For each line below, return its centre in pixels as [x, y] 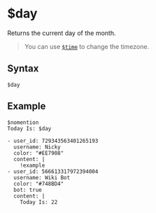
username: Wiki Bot [42, 177]
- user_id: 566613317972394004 [53, 171]
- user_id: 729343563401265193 [53, 141]
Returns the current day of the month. [62, 33]
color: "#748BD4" [39, 184]
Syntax [23, 69]
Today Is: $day [29, 128]
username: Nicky [37, 147]
